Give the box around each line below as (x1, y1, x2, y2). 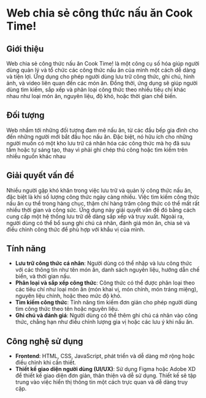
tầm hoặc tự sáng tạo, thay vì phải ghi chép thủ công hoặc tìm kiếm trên (6, 146, 188, 153)
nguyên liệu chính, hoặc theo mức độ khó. (15, 292, 122, 300)
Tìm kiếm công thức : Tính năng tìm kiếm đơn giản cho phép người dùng (15, 299, 197, 306)
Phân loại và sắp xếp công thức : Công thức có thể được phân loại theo (15, 279, 195, 286)
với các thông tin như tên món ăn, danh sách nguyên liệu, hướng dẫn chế (15, 266, 200, 274)
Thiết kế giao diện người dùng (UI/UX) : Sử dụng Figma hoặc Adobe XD (15, 365, 196, 373)
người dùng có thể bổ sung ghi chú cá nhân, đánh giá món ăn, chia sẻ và (6, 219, 190, 226)
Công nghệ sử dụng (6, 336, 83, 346)
